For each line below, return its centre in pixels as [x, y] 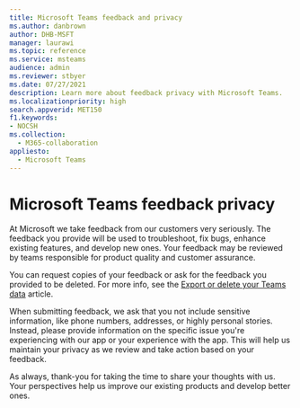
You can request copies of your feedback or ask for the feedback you [138, 275]
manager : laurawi [42, 43]
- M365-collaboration [58, 143]
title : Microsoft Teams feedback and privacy [96, 18]
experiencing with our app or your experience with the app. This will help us [150, 340]
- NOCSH [24, 127]
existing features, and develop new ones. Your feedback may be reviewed [146, 248]
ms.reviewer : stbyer [48, 76]
